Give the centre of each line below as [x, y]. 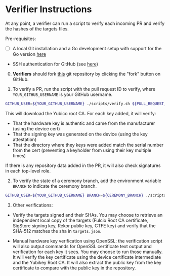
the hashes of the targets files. [37, 28]
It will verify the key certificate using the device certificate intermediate [87, 257]
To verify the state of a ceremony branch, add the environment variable [87, 181]
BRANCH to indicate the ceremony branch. [55, 186]
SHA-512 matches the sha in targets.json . [57, 231]
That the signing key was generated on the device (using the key [80, 134]
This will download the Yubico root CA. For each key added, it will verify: [81, 113]
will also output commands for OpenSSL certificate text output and [82, 246]
